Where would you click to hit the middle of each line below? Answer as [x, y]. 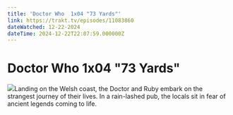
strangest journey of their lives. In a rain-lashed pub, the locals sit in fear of [116, 97]
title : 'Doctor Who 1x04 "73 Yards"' [64, 14]
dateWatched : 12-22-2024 [44, 27]
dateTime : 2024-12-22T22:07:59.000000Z [66, 34]
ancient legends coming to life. [52, 104]
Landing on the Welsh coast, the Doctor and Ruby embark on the [109, 89]
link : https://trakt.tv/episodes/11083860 [71, 20]
